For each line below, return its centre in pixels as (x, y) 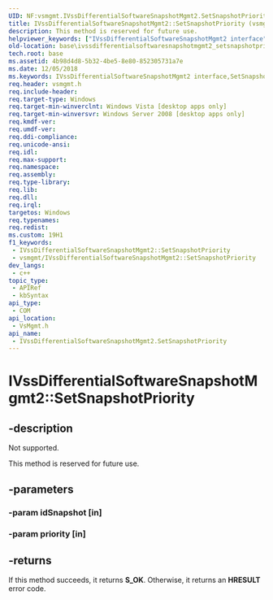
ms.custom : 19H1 (36, 235)
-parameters (41, 489)
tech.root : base (36, 54)
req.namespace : (34, 167)
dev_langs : (27, 265)
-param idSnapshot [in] (56, 512)
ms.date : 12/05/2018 (43, 69)
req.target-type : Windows (52, 99)
